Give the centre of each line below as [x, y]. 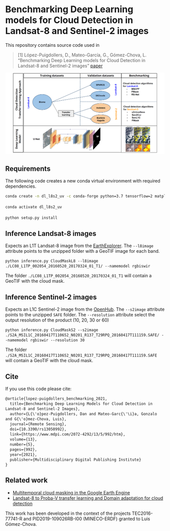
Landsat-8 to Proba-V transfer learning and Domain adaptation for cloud [88, 498]
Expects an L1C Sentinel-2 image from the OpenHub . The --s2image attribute [85, 309]
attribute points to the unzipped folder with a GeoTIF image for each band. [83, 251]
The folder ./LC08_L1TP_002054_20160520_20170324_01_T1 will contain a [78, 276]
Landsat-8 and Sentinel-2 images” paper [60, 66]
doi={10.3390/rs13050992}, [38, 429]
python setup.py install [31, 218]
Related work [27, 480]
